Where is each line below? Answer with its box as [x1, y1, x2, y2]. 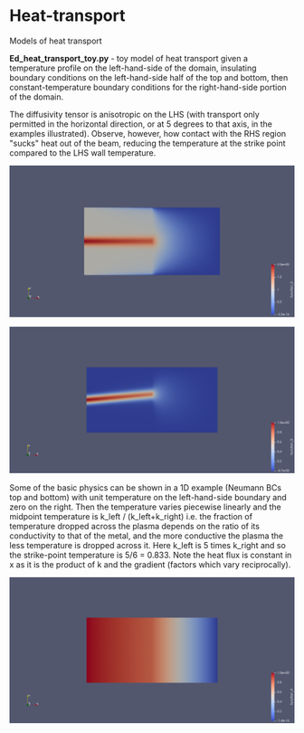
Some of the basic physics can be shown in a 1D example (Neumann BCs [9, 481, 282, 493]
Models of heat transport [9, 35, 102, 46]
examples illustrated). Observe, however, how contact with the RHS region [9, 128, 287, 138]
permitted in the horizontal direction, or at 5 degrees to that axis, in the [9, 119, 273, 129]
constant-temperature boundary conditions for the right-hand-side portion [9, 81, 287, 92]
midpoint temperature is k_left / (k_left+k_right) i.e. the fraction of [9, 510, 253, 521]
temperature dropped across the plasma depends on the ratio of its [9, 520, 261, 531]
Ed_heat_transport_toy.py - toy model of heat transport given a [9, 52, 249, 63]
